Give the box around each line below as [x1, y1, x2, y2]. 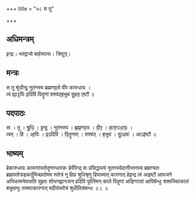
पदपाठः [6, 108, 26, 118]
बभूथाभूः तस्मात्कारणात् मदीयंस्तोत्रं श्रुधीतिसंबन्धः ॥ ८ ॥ [6, 185, 108, 192]
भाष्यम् [6, 148, 23, 159]
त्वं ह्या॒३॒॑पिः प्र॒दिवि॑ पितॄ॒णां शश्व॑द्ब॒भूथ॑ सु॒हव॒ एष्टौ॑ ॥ [6, 90, 95, 98]
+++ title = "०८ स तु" [6, 5, 54, 12]
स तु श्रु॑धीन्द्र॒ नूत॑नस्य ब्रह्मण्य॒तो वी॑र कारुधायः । [6, 84, 91, 91]
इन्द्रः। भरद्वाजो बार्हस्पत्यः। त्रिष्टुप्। [6, 50, 71, 57]
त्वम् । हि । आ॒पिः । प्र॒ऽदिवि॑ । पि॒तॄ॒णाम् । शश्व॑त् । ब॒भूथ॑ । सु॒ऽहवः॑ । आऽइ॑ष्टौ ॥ [6, 131, 157, 138]
